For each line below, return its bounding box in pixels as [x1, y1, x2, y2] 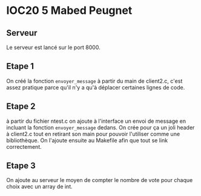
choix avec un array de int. [6, 183, 73, 191]
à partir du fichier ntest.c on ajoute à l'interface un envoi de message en [6, 117, 186, 125]
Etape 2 [6, 101, 36, 112]
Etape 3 [6, 161, 36, 171]
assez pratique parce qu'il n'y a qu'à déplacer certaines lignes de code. [6, 83, 185, 91]
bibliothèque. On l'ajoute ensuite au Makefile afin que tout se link [6, 137, 168, 144]
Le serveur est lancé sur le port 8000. [6, 44, 101, 51]
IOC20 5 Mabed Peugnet [6, 4, 133, 18]
